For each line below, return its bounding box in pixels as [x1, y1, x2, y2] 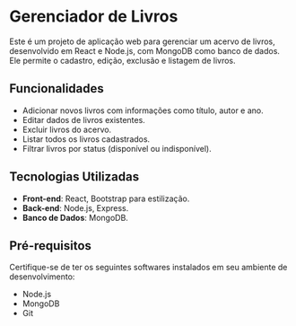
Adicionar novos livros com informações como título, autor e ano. [22, 105, 264, 116]
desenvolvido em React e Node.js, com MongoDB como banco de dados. [9, 45, 281, 56]
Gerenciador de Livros [9, 6, 178, 27]
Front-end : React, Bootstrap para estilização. [22, 193, 190, 204]
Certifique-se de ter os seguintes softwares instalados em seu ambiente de [9, 262, 288, 273]
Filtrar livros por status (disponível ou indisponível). [22, 143, 213, 154]
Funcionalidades [9, 81, 105, 96]
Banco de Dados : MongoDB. [22, 212, 128, 223]
